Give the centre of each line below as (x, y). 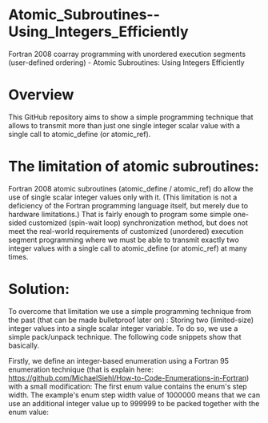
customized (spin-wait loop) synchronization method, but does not (138, 223)
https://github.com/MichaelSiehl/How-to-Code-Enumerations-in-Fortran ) (129, 377)
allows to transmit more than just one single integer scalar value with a (124, 125)
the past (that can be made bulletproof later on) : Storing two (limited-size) (131, 320)
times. (18, 256)
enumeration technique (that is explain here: (81, 369)
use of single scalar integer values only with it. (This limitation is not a (123, 197)
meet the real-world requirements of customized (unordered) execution (126, 231)
